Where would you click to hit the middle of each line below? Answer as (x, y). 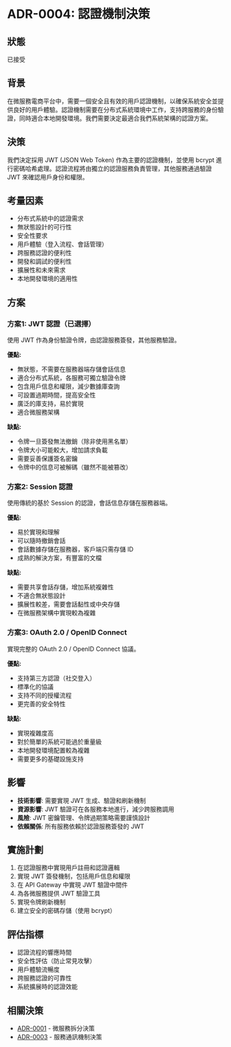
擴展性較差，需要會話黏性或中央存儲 (68, 604)
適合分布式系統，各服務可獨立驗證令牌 (71, 378)
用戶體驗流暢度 (38, 969)
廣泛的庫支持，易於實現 (50, 404)
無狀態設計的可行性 (44, 227)
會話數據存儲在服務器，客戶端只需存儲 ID (75, 549)
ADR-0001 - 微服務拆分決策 (56, 1028)
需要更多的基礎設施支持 (50, 759)
